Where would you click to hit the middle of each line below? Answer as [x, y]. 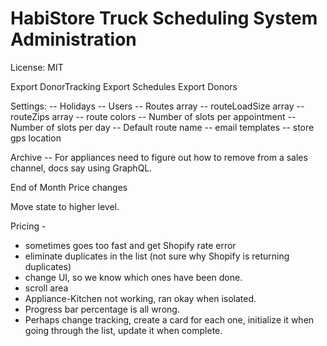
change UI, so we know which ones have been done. [133, 277]
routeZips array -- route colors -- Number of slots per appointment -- [153, 116]
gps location [36, 138]
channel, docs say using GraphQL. [81, 168]
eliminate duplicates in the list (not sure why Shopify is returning [157, 256]
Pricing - [28, 226]
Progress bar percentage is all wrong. [102, 309]
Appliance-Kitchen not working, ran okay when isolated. [140, 298]
